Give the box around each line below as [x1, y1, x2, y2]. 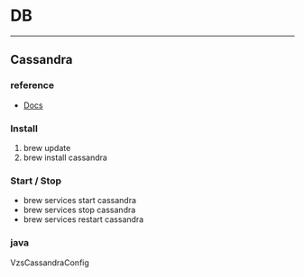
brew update [23, 142, 71, 153]
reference [10, 79, 55, 92]
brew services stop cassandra [23, 204, 136, 216]
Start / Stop [10, 174, 62, 187]
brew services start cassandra [23, 195, 137, 206]
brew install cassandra [23, 152, 107, 163]
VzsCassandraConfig [10, 257, 89, 268]
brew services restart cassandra [23, 214, 144, 225]
